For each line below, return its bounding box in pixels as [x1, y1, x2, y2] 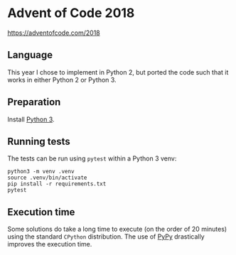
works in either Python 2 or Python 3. [7, 75, 117, 84]
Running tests [7, 135, 71, 147]
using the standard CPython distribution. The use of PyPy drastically [7, 232, 205, 241]
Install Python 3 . [7, 115, 55, 124]
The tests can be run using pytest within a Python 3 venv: [7, 154, 177, 163]
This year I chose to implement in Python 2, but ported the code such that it [7, 67, 229, 76]
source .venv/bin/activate [7, 174, 87, 182]
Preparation [7, 96, 61, 108]
